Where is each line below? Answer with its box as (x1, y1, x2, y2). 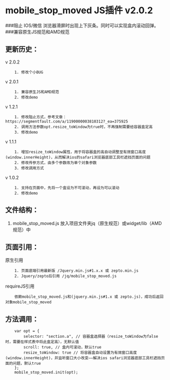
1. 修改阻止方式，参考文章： (14, 114, 67, 119)
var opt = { (14, 329, 40, 334)
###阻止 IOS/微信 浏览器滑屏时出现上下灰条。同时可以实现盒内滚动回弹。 (5, 22, 159, 28)
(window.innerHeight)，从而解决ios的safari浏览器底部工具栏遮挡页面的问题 (5, 154, 151, 160)
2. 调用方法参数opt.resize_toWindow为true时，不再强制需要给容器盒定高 (14, 124, 153, 130)
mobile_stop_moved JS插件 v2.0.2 (5, 5, 153, 16)
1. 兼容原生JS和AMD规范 (14, 89, 59, 94)
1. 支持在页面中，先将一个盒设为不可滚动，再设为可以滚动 (14, 185, 120, 191)
